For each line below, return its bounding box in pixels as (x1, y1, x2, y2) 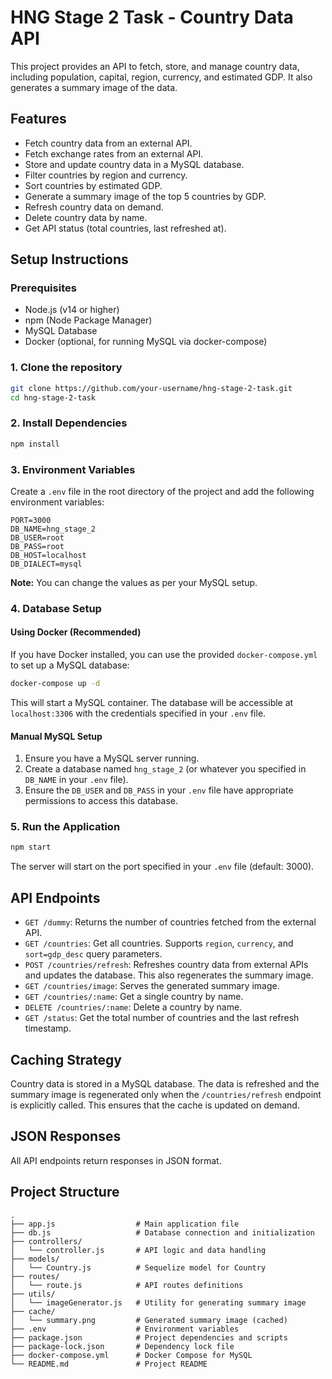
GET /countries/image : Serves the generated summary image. (24, 980, 280, 992)
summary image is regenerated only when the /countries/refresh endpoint (10, 1088, 322, 1100)
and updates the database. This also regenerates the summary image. (24, 969, 314, 981)
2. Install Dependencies (10, 416, 128, 430)
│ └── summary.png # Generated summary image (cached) (10, 1315, 288, 1325)
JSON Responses (10, 1128, 122, 1145)
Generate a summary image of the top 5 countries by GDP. (24, 190, 267, 202)
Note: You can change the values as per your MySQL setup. (10, 576, 258, 588)
